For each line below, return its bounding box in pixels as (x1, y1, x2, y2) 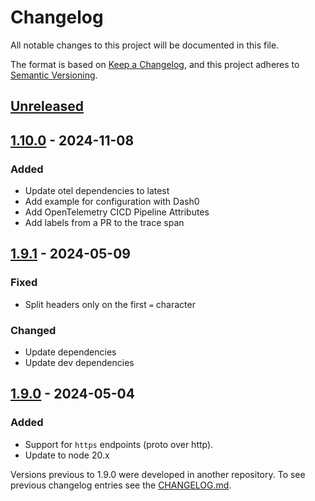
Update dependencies (24, 346, 117, 358)
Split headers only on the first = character (24, 298, 196, 310)
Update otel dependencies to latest (24, 185, 170, 197)
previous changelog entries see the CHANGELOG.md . (10, 479, 232, 491)
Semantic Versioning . (10, 69, 98, 81)
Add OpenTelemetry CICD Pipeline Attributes (24, 206, 210, 218)
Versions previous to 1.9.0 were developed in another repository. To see (10, 468, 306, 480)
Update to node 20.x (24, 449, 110, 461)
